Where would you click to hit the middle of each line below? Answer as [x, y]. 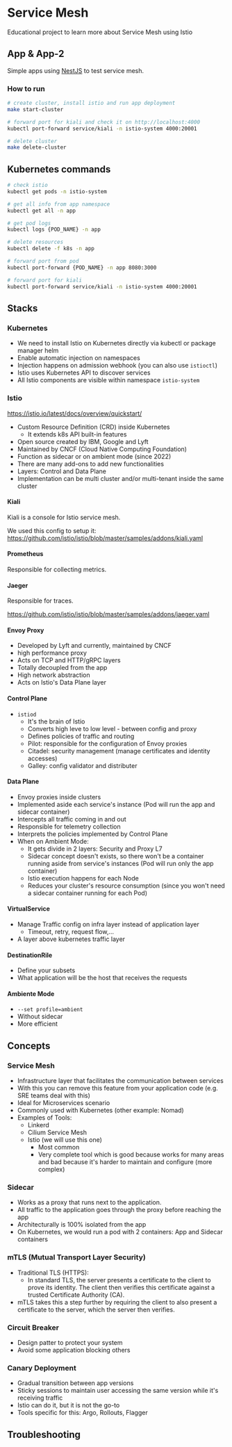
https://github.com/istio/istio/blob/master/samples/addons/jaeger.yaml [108, 614]
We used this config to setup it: [52, 530]
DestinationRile [30, 955]
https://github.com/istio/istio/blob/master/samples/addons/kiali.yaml [105, 538]
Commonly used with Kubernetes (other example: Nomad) [100, 1111]
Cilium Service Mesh [57, 1133]
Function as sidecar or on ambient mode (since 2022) [94, 456]
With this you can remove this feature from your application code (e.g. [118, 1088]
